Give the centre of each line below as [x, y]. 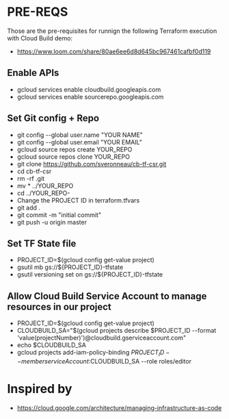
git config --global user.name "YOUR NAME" [80, 135]
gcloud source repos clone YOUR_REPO [73, 156]
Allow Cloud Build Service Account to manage [107, 296]
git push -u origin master [52, 222]
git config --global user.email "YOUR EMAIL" [79, 142]
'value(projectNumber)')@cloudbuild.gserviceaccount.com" [102, 338]
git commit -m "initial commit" [59, 215]
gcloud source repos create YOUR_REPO [75, 149]
